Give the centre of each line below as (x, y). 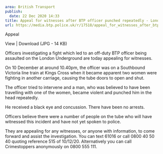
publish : (14, 11)
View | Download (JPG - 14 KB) (36, 44)
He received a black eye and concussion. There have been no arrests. (75, 107)
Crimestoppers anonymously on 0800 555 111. (51, 147)
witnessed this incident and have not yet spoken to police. (63, 122)
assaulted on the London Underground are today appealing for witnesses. (79, 58)
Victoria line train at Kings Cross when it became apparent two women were (81, 73)
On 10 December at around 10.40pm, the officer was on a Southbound (75, 68)
